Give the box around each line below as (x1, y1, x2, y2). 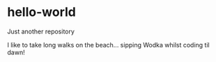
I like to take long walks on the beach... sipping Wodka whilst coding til (7, 40, 210, 49)
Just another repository (7, 27, 75, 36)
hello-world (7, 4, 77, 20)
